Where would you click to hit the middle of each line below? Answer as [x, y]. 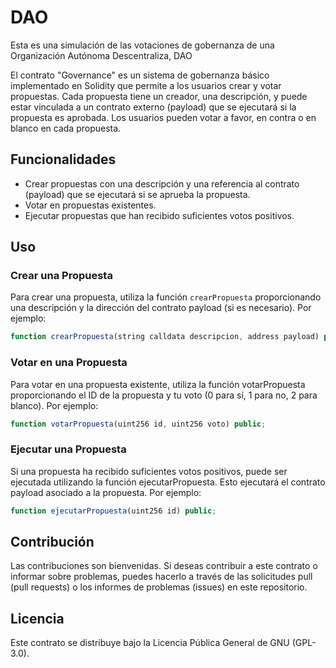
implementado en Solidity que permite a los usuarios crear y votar [146, 85]
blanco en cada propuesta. [66, 128]
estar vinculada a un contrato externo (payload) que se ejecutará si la [153, 107]
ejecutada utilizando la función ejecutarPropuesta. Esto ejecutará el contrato [168, 482]
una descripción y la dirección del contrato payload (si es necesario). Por [161, 308]
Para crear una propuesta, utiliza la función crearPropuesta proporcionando [166, 297]
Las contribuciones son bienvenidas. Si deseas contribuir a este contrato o [164, 566]
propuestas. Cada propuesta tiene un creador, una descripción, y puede [159, 96]
